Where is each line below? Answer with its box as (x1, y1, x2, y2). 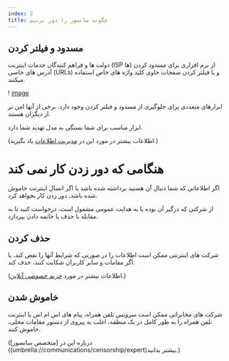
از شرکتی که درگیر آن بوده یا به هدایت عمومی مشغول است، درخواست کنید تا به (8, 205, 214, 213)
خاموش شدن (8, 292, 59, 303)
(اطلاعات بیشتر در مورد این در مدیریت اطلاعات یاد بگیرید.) (8, 137, 159, 145)
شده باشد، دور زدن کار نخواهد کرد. (8, 192, 98, 200)
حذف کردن (8, 232, 51, 244)
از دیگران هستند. (8, 110, 51, 118)
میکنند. (8, 76, 26, 84)
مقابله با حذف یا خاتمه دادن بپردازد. (8, 212, 99, 221)
